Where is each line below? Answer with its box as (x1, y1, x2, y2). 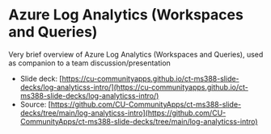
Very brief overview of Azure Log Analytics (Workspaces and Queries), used (8, 49, 264, 59)
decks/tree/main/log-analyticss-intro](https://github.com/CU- (19, 107, 227, 118)
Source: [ (19, 99, 51, 109)
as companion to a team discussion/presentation (8, 58, 171, 68)
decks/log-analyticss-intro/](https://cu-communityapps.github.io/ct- (19, 82, 249, 92)
